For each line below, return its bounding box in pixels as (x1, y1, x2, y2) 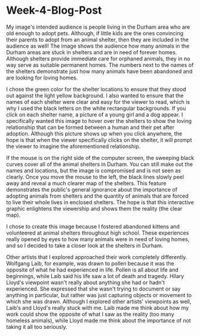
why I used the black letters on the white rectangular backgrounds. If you (6, 104, 186, 112)
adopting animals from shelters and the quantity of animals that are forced (6, 192, 189, 199)
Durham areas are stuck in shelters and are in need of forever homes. (6, 48, 177, 56)
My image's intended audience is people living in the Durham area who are (6, 23, 190, 30)
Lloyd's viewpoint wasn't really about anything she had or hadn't (6, 279, 165, 286)
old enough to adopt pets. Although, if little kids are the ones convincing (6, 29, 184, 36)
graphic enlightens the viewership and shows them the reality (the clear (6, 205, 183, 212)
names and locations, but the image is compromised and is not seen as (6, 167, 181, 174)
